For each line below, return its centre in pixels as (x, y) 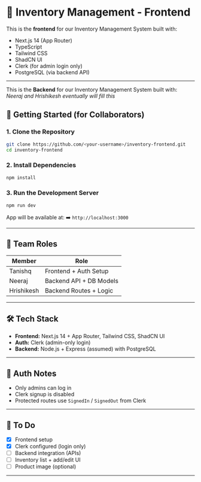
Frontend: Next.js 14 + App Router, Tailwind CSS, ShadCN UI (90, 336)
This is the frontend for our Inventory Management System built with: (92, 29)
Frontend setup (33, 439)
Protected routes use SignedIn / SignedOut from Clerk (80, 400)
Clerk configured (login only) (50, 447)
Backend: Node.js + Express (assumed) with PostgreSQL (86, 349)
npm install (21, 177)
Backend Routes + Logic (79, 290)
